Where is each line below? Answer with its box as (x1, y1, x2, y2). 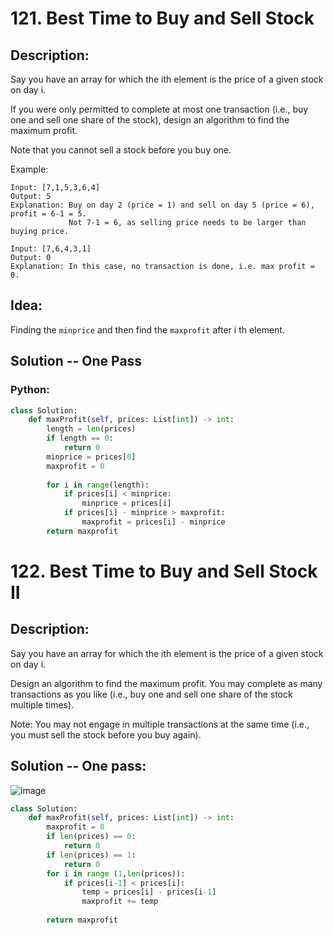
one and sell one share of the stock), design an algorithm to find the (10, 114, 290, 126)
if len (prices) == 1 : (46, 850, 137, 860)
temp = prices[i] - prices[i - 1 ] (81, 887, 217, 897)
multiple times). (10, 698, 75, 711)
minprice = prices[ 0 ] (46, 452, 137, 462)
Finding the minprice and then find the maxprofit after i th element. (10, 323, 285, 336)
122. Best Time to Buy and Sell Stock (10, 560, 318, 582)
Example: (10, 163, 49, 175)
